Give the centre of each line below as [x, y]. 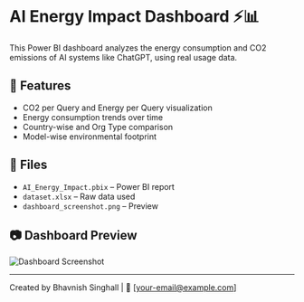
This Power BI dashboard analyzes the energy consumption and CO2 [138, 47]
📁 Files [28, 165]
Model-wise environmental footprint [89, 137]
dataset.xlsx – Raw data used [79, 196]
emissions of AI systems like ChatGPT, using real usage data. [123, 57]
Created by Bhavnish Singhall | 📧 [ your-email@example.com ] [123, 288]
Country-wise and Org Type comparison [98, 127]
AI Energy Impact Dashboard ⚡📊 [134, 17]
